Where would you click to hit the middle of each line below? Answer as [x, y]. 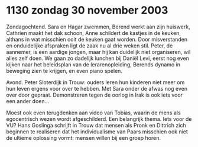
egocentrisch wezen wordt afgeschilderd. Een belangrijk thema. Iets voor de [99, 119]
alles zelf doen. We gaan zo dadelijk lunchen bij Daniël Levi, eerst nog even [98, 58]
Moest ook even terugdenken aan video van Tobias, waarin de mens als [94, 113]
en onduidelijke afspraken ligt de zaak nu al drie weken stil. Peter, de [90, 46]
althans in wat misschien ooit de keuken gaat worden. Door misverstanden [97, 39]
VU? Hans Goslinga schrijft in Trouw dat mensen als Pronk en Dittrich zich [96, 125]
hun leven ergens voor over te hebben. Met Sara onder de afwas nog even [97, 88]
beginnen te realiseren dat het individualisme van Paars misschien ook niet [97, 132]
